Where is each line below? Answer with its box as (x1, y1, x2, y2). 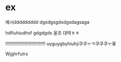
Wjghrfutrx (5, 50, 28, 57)
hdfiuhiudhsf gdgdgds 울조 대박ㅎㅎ (5, 29, 80, 36)
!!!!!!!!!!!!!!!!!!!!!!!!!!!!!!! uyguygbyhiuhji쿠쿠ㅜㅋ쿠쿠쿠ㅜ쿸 (5, 40, 116, 47)
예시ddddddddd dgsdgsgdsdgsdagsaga (5, 19, 90, 25)
